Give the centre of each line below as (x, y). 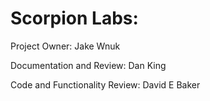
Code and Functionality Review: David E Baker (105, 84)
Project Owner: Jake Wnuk (65, 46)
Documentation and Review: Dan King (88, 65)
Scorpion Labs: (74, 18)
